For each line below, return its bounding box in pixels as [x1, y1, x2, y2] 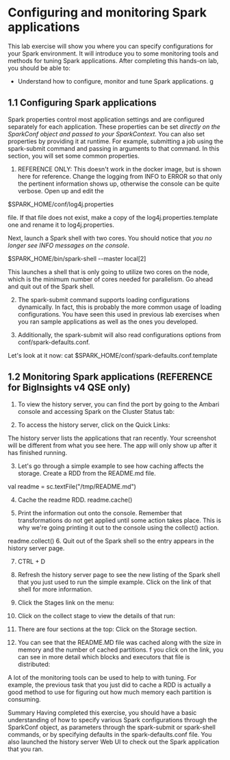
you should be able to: [8, 64, 71, 72]
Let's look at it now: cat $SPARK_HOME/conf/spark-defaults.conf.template [8, 351, 218, 359]
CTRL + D [17, 557, 46, 565]
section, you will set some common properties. [8, 151, 140, 160]
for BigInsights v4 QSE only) [8, 382, 131, 393]
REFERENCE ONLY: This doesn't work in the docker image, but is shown [17, 164, 222, 173]
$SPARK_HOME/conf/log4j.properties [8, 200, 114, 208]
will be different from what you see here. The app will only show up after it [8, 441, 218, 450]
